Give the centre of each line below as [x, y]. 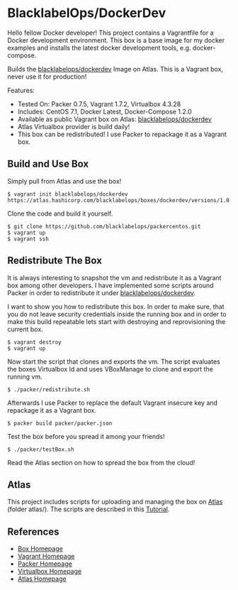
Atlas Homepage [42, 579]
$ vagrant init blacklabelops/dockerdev [68, 194]
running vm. [25, 377]
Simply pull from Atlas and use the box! [64, 181]
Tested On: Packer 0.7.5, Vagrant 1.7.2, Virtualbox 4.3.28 [99, 104]
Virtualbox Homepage [50, 572]
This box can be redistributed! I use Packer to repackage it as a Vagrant [122, 134]
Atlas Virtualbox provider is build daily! [74, 126]
